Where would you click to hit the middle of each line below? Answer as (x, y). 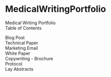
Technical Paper (22, 42)
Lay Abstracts (19, 69)
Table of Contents (24, 28)
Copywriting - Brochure (29, 58)
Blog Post (15, 38)
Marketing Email (22, 48)
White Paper (18, 53)
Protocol (14, 64)
